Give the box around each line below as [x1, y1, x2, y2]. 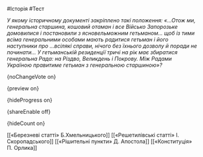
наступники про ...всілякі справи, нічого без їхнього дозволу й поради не [7, 42, 198, 49]
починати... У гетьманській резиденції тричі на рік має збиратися [7, 49, 178, 56]
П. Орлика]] [7, 144, 37, 151]
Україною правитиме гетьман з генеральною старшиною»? [7, 61, 163, 69]
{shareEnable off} [7, 108, 51, 115]
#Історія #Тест [7, 5, 45, 12]
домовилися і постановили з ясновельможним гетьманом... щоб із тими [7, 29, 195, 37]
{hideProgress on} [7, 96, 53, 103]
